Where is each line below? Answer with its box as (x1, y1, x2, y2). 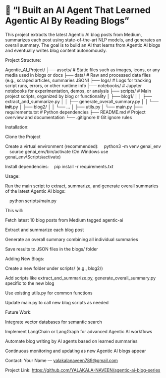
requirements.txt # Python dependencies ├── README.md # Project (5, 109, 146, 115)
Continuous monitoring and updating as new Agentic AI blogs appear (5, 348, 146, 354)
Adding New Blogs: (5, 255, 45, 261)
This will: (5, 207, 23, 213)
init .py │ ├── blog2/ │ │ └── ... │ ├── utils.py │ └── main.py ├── (5, 104, 143, 110)
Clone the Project (5, 133, 41, 139)
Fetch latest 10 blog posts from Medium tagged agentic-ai (5, 217, 123, 223)
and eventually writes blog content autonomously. (5, 47, 107, 53)
